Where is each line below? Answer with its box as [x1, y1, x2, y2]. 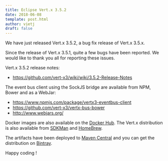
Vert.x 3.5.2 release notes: [5, 65, 60, 71]
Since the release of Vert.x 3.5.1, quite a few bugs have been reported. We [5, 50, 159, 56]
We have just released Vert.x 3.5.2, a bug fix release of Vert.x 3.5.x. [5, 40, 145, 46]
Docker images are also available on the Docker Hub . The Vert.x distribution [5, 120, 163, 126]
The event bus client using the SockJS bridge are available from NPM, [5, 84, 151, 91]
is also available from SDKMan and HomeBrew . [5, 125, 103, 131]
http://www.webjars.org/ [12, 110, 64, 116]
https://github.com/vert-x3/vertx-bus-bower [12, 105, 105, 111]
